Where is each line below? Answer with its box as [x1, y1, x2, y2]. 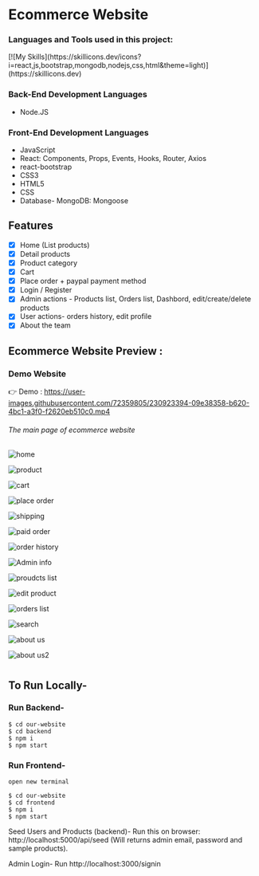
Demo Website [8, 368, 66, 379]
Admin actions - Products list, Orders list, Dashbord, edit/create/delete [19, 294, 252, 304]
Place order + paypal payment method [19, 277, 147, 286]
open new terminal [8, 778, 69, 786]
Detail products [19, 249, 70, 258]
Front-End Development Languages [8, 127, 149, 138]
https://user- [43, 387, 86, 396]
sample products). [8, 843, 69, 854]
